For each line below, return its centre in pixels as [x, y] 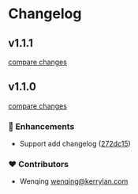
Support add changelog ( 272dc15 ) [75, 144]
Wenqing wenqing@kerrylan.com [74, 181]
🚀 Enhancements [41, 126]
